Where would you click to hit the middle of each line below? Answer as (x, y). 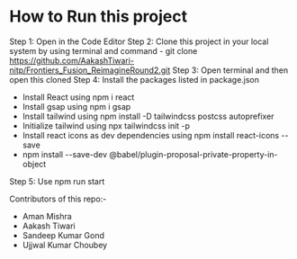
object (34, 164)
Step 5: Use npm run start (57, 181)
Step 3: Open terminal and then (230, 70)
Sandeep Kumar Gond (63, 235)
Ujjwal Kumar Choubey (65, 245)
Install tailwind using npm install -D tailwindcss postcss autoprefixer (148, 116)
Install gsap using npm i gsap (76, 106)
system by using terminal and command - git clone (103, 50)
